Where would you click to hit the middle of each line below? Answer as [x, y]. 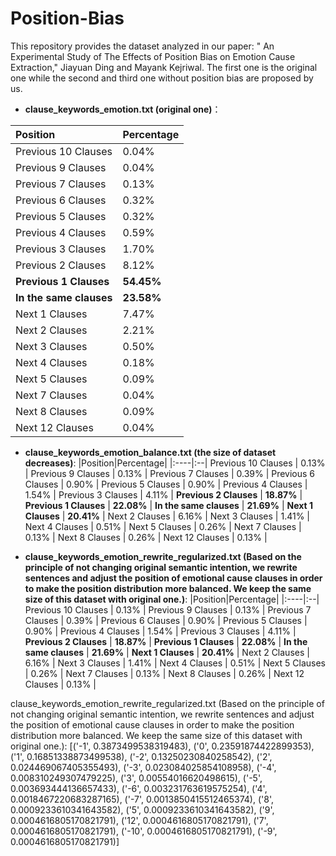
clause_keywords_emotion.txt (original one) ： [123, 109]
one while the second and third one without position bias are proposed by [162, 78]
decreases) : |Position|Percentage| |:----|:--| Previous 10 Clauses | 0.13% [175, 463]
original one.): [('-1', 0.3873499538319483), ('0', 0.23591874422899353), [162, 746]
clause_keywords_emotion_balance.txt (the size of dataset [150, 452]
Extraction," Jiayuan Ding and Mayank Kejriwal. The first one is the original [164, 67]
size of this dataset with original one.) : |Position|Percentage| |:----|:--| [172, 599]
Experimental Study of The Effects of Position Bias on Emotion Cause [153, 56]
